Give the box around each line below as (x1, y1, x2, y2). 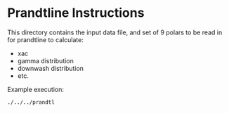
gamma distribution (17, 56, 74, 65)
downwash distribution (17, 64, 84, 72)
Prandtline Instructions (7, 5, 145, 21)
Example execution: (7, 85, 65, 93)
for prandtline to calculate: (7, 35, 84, 44)
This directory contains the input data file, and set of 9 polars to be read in (7, 28, 223, 36)
